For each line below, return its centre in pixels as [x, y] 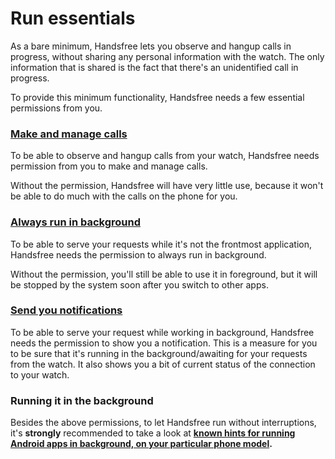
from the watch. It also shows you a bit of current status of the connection [163, 364]
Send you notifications [66, 310]
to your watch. [40, 374]
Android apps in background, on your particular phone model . [141, 444]
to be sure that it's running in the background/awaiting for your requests [159, 353]
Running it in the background [82, 400]
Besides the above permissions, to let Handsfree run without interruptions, [163, 423]
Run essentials [73, 18]
